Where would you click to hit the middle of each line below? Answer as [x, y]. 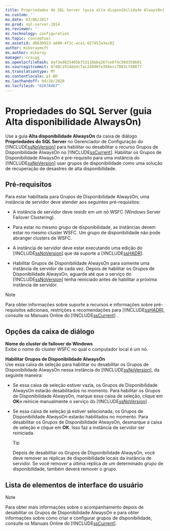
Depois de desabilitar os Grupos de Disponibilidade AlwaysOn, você [84, 453]
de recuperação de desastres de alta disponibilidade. [61, 168]
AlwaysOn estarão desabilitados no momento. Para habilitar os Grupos [87, 391]
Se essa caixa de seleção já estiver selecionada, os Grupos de [78, 411]
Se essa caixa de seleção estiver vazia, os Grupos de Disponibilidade [85, 385]
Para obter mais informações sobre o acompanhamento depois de [74, 507]
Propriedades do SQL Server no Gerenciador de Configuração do [74, 141]
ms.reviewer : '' [22, 29]
